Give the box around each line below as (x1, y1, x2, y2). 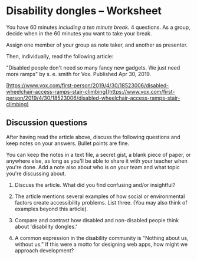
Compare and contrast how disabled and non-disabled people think (14, 216, 179, 223)
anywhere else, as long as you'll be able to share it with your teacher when (6, 157, 188, 164)
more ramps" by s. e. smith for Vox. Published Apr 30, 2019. (6, 70, 152, 77)
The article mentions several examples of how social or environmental (14, 193, 185, 200)
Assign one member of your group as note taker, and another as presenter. (6, 41, 188, 48)
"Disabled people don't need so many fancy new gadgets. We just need (6, 64, 180, 71)
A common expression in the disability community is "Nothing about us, (14, 234, 189, 241)
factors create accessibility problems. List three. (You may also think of (14, 199, 188, 206)
